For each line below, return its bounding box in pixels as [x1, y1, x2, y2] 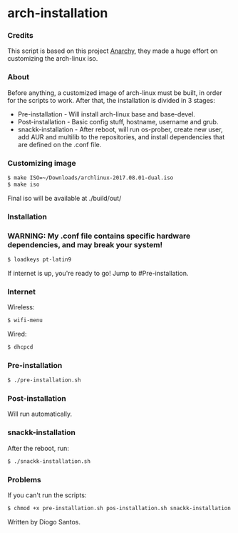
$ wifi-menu [7, 317, 43, 324]
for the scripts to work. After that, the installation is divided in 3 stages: [7, 96, 215, 104]
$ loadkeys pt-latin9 [7, 256, 72, 264]
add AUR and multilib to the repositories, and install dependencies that [17, 132, 225, 141]
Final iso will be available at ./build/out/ [7, 194, 122, 202]
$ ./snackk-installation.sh [7, 457, 91, 465]
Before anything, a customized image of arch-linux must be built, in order [7, 88, 222, 97]
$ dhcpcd [7, 344, 33, 351]
